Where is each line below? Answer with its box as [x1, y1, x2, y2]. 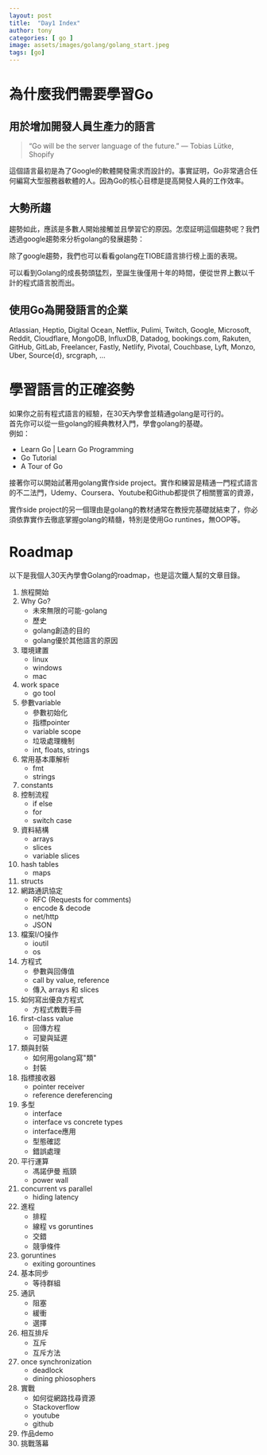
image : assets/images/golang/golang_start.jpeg [9, 41, 170, 49]
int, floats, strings [32, 745, 90, 755]
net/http [32, 911, 59, 921]
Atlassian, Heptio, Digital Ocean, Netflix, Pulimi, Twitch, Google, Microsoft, [9, 325, 252, 334]
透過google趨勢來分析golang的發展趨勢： [9, 234, 145, 244]
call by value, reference [32, 975, 110, 985]
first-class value [20, 1013, 74, 1023]
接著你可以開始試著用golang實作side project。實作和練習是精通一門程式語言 [9, 478, 258, 487]
